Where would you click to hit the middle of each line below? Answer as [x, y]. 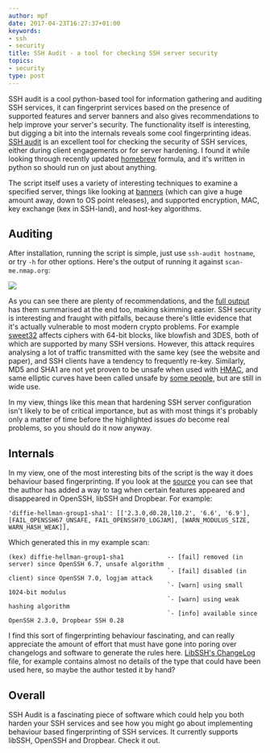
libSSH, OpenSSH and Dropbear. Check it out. [85, 741]
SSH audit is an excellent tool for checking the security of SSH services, [128, 141]
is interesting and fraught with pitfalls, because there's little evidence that [130, 318]
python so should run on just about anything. [83, 167]
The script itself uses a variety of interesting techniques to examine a [123, 183]
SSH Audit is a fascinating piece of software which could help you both [126, 715]
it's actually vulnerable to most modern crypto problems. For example [124, 327]
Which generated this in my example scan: [79, 543]
